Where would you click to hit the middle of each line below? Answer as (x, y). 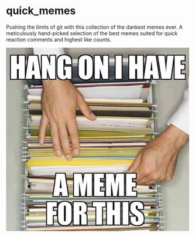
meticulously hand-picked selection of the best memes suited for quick (92, 33)
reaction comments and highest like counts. (59, 39)
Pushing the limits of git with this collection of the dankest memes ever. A (94, 27)
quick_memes (41, 11)
